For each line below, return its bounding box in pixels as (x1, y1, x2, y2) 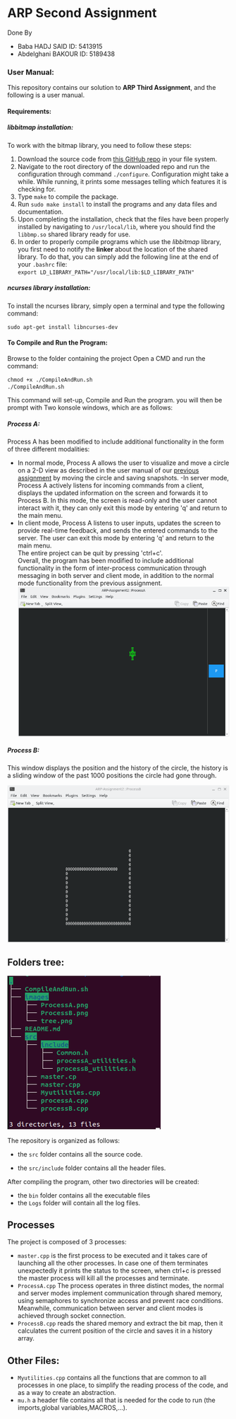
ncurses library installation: (7, 284, 91, 292)
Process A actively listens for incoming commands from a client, (17, 481, 204, 490)
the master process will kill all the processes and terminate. (17, 1274, 190, 1282)
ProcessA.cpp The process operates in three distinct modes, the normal (17, 1282, 224, 1290)
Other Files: (7, 1355, 60, 1367)
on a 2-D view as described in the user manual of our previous (17, 465, 199, 475)
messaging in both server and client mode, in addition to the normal (17, 571, 214, 579)
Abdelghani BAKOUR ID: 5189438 (17, 50, 115, 58)
